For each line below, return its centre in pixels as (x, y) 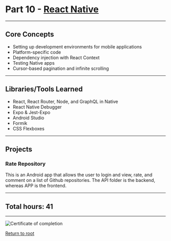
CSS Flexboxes (28, 128)
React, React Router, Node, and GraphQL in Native (65, 101)
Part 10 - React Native (52, 9)
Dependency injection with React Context (56, 58)
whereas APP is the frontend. (36, 186)
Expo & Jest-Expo (32, 112)
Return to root (20, 233)
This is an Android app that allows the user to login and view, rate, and (79, 175)
